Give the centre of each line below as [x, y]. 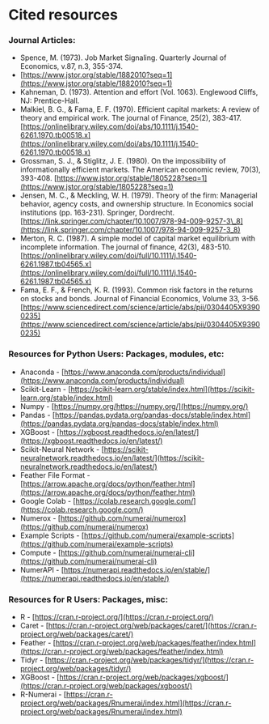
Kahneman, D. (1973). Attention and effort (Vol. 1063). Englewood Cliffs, [139, 92]
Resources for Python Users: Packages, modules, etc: [116, 354]
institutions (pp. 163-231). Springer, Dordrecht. [97, 213]
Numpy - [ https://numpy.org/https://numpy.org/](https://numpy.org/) [134, 406]
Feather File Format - [55, 475]
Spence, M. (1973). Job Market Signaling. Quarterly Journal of [123, 57]
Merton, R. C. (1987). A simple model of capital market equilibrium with [138, 238]
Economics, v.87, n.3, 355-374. [71, 66]
